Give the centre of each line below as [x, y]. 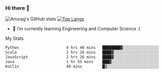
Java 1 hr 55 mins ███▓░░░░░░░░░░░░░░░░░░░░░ [82, 62]
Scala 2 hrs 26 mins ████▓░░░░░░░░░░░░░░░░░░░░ [82, 52]
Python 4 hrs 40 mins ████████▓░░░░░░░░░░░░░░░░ [82, 48]
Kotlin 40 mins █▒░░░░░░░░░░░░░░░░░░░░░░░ [82, 66]
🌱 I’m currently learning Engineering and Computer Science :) [76, 29]
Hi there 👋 [18, 8]
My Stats [14, 39]
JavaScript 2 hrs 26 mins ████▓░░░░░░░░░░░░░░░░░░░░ [82, 57]
